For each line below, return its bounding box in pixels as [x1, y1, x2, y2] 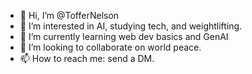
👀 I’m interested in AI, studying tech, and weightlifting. [19, 20, 243, 32]
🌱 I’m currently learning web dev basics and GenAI [19, 31, 229, 42]
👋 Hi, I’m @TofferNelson [19, 10, 120, 21]
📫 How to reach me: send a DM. [19, 53, 155, 64]
